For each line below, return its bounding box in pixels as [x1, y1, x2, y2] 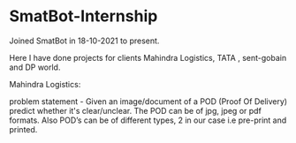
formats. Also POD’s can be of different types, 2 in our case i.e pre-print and [9, 115, 287, 125]
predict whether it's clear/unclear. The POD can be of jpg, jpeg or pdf [9, 105, 262, 116]
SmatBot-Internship [9, 6, 158, 26]
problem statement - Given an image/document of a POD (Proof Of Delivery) [9, 95, 288, 107]
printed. [9, 124, 38, 134]
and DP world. [9, 62, 61, 72]
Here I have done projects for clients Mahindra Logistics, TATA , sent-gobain [9, 52, 287, 63]
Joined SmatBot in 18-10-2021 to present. [9, 35, 160, 46]
